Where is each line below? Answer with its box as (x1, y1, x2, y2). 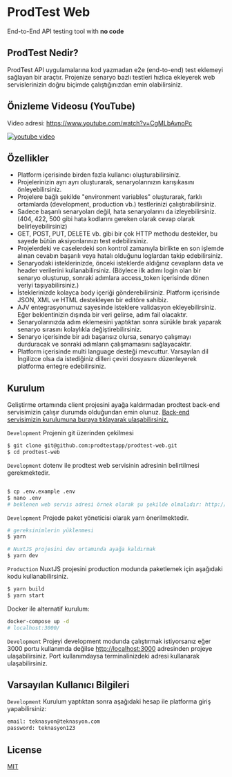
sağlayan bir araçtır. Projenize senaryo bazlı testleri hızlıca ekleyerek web (7, 73, 215, 81)
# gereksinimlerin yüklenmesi (7, 527, 95, 534)
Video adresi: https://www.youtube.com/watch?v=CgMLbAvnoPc (7, 119, 193, 127)
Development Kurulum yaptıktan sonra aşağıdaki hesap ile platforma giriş (7, 697, 211, 706)
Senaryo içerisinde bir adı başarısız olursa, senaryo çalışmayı (17, 333, 191, 341)
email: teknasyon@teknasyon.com (7, 718, 100, 725)
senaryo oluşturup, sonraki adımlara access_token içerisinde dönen (17, 274, 209, 282)
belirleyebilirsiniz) (17, 222, 68, 231)
